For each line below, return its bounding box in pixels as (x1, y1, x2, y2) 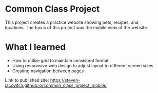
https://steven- (50, 77, 80, 83)
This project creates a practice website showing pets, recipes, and (5, 19, 139, 25)
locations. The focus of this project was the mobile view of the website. (5, 24, 149, 30)
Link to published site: (5, 77, 49, 83)
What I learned (5, 42, 66, 53)
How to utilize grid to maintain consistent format (12, 57, 109, 63)
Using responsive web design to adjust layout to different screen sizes (12, 62, 154, 68)
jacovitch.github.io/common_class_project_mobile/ (5, 82, 107, 88)
